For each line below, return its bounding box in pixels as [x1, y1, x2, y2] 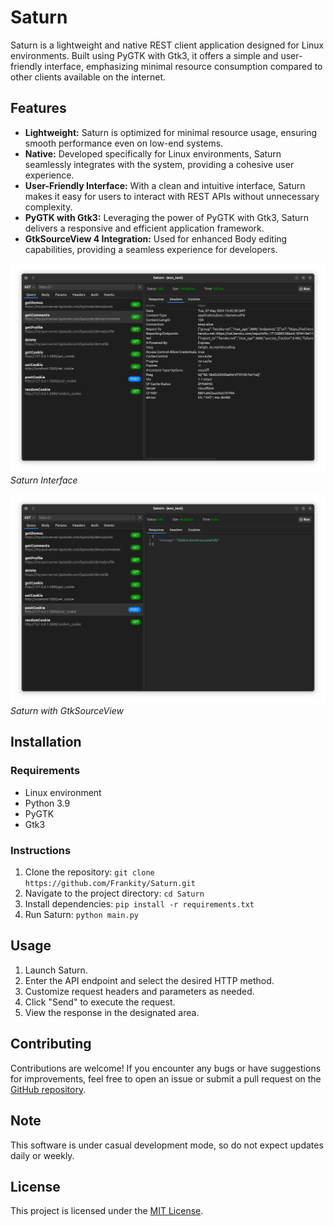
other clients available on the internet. [10, 71, 166, 83]
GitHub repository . [10, 1083, 87, 1095]
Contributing [10, 1036, 92, 1053]
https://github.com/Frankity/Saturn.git [24, 879, 196, 889]
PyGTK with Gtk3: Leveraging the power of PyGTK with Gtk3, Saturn [24, 211, 309, 223]
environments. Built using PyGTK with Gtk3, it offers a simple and [10, 49, 279, 61]
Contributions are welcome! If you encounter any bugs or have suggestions [10, 1062, 322, 1074]
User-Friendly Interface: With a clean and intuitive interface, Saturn [24, 179, 306, 191]
